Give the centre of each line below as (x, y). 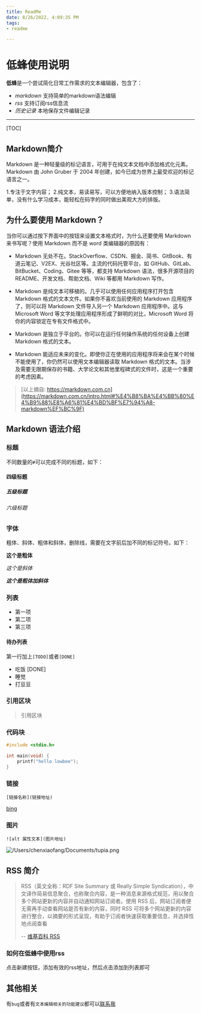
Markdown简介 (35, 148)
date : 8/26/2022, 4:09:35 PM (42, 17)
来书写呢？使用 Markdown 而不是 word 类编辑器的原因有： (78, 243)
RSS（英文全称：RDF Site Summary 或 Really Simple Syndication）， (104, 886)
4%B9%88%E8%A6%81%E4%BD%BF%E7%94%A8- (88, 402)
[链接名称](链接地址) (29, 797)
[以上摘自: (33, 389)
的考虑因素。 (31, 376)
